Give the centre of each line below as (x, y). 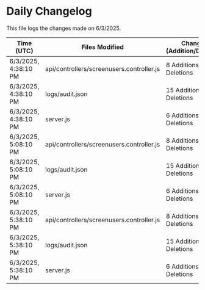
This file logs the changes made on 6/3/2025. (63, 28)
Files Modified (103, 47)
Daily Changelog (49, 11)
